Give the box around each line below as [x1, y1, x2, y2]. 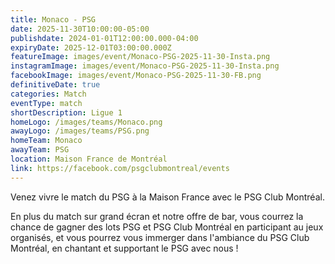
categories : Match [10, 89, 87, 99]
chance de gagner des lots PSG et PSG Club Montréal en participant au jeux [10, 221, 324, 233]
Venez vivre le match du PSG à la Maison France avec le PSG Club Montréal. [10, 191, 325, 203]
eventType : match [10, 98, 83, 108]
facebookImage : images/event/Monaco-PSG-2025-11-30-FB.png [10, 71, 262, 81]
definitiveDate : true [10, 80, 101, 90]
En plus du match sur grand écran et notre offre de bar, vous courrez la [10, 210, 304, 222]
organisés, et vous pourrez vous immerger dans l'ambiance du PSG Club [10, 231, 310, 243]
